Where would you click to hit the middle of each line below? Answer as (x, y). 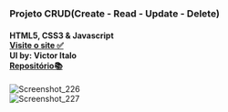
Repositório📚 (36, 66)
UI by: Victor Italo (43, 55)
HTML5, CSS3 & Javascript (62, 36)
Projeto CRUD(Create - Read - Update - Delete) (115, 14)
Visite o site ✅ (36, 45)
